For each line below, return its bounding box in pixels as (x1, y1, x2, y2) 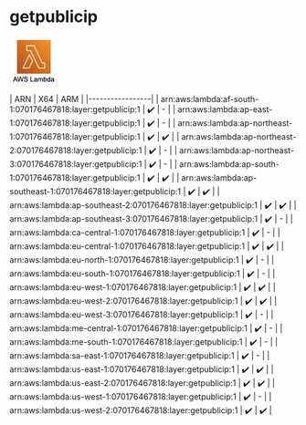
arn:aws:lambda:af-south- (160, 93, 259, 104)
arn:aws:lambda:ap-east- (177, 103, 273, 115)
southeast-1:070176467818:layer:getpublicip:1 (9, 185, 181, 197)
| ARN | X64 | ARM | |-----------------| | (9, 93, 159, 104)
